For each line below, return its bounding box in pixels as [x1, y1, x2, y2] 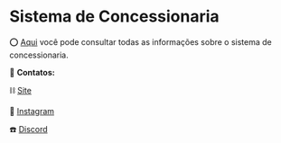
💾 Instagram [9, 105, 55, 116]
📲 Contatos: [9, 67, 56, 77]
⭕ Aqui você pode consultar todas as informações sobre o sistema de [9, 36, 273, 47]
